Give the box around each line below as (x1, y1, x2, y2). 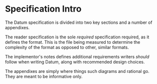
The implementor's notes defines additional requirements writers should (5, 53, 150, 59)
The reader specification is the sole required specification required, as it (5, 34, 150, 40)
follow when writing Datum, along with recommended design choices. (5, 59, 145, 65)
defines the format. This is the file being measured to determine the (5, 39, 140, 45)
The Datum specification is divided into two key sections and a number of (5, 19, 153, 25)
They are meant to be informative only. (5, 73, 83, 79)
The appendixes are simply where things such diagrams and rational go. (5, 68, 150, 74)
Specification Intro (5, 3, 82, 15)
